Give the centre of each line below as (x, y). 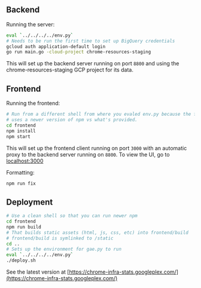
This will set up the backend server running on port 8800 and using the (93, 64)
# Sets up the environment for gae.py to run (64, 249)
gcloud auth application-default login (56, 46)
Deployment (30, 202)
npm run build (24, 227)
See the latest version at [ (38, 272)
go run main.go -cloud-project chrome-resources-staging (79, 52)
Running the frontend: (33, 103)
